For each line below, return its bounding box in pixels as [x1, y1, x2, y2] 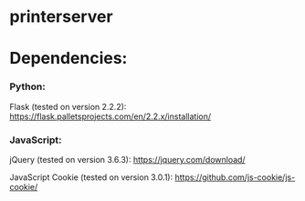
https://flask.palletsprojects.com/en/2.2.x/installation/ [9, 111, 212, 122]
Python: [9, 80, 46, 93]
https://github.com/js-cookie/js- [174, 171, 296, 183]
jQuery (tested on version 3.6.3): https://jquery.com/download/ [9, 154, 246, 165]
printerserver [9, 6, 113, 27]
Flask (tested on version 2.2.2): [9, 101, 127, 112]
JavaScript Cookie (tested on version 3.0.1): [9, 171, 174, 183]
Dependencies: [9, 48, 128, 69]
